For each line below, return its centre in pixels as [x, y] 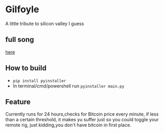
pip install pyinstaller [39, 81]
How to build [26, 68]
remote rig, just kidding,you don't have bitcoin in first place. [68, 125]
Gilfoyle [22, 9]
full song [20, 40]
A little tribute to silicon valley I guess [45, 24]
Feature [18, 102]
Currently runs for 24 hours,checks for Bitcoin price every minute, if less [82, 114]
